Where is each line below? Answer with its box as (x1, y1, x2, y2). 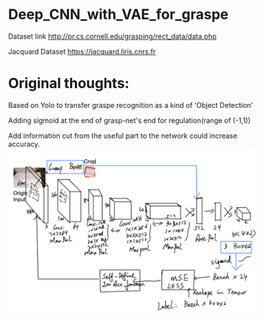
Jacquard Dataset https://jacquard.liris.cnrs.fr (8, 46, 156, 56)
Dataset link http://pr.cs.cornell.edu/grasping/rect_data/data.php (8, 31, 218, 41)
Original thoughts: (8, 75, 130, 92)
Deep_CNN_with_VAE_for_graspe (8, 6, 229, 24)
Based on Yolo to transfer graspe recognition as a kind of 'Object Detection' (8, 100, 254, 109)
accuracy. (8, 139, 41, 149)
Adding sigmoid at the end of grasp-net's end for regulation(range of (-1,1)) (8, 116, 251, 125)
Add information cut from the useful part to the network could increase (8, 131, 238, 140)
